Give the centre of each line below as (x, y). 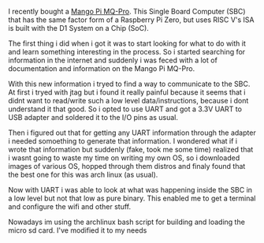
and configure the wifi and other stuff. (70, 207)
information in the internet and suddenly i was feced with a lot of (113, 60)
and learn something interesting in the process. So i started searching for (127, 52)
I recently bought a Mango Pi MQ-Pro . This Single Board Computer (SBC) (127, 11)
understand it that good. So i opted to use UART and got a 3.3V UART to (125, 109)
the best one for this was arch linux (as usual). (83, 174)
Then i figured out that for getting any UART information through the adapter (132, 133)
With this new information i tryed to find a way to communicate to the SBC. (129, 84)
